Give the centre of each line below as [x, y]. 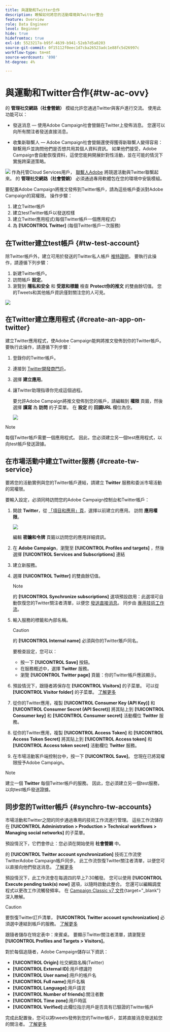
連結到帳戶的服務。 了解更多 [48, 924]
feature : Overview [25, 19]
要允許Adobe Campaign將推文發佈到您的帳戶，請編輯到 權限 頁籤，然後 [88, 401]
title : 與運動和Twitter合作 [32, 10]
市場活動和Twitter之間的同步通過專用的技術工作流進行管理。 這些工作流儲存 [84, 820]
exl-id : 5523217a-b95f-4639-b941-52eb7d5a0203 [55, 43]
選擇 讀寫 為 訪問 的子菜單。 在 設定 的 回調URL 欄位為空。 [74, 407]
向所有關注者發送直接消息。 [42, 132]
